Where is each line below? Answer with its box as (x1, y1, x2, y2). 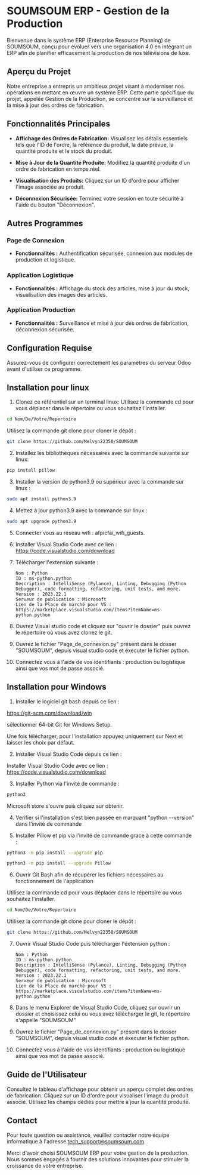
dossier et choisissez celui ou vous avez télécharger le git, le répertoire (15, 1010, 190, 1017)
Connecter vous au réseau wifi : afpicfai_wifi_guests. (15, 529, 145, 536)
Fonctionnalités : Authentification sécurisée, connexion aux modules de (15, 250, 193, 257)
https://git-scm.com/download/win (7, 709, 92, 716)
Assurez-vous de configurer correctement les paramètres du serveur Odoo (7, 359, 191, 366)
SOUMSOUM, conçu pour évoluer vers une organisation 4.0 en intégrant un (7, 43, 192, 50)
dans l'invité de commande (15, 820, 82, 828)
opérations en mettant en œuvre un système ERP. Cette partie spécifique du (7, 88, 194, 96)
